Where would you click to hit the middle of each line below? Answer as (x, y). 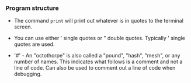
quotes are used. (34, 44)
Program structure (32, 8)
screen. (23, 27)
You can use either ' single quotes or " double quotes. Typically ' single (99, 38)
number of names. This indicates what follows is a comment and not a (98, 62)
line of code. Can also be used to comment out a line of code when (95, 68)
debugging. (28, 74)
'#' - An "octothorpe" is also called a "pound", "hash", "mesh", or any (97, 56)
